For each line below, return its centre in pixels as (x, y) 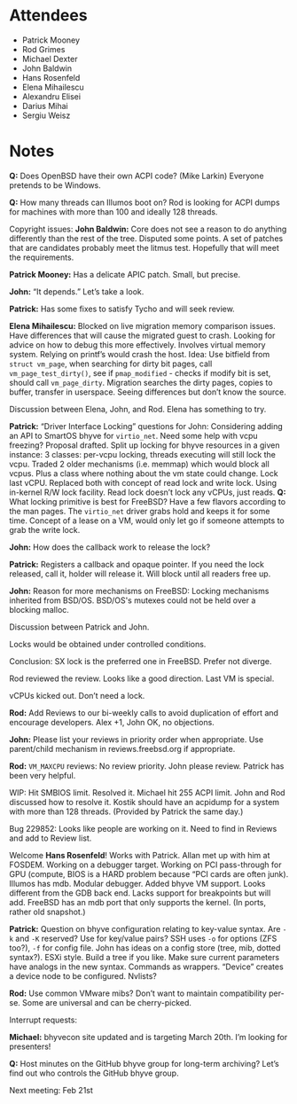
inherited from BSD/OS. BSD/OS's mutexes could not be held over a (133, 600)
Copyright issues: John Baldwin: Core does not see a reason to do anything (148, 229)
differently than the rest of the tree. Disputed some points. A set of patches (146, 238)
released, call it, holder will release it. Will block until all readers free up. (140, 574)
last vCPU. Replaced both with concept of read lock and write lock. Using (143, 482)
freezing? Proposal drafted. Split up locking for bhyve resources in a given (145, 445)
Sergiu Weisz (46, 115)
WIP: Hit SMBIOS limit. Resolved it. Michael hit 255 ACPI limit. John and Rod (147, 792)
